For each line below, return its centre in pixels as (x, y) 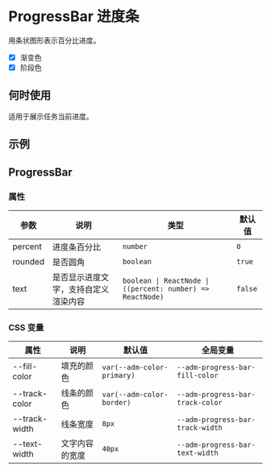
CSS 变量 (26, 327)
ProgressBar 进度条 (74, 17)
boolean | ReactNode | (166, 280)
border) (117, 403)
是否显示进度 (77, 277)
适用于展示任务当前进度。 (51, 116)
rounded (29, 261)
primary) (119, 376)
